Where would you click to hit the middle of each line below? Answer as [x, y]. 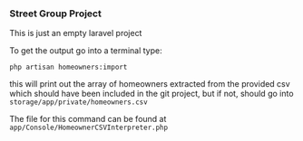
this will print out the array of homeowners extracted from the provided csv [150, 84]
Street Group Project [55, 14]
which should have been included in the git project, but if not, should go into [151, 94]
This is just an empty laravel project [76, 33]
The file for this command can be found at [88, 119]
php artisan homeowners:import [68, 67]
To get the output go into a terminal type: [86, 51]
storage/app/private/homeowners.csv [78, 102]
